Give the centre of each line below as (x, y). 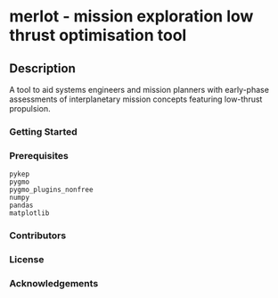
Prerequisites (39, 155)
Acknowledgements (54, 283)
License (27, 260)
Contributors (38, 236)
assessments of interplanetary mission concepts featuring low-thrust (136, 99)
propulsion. (30, 108)
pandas (21, 206)
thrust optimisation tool (98, 35)
